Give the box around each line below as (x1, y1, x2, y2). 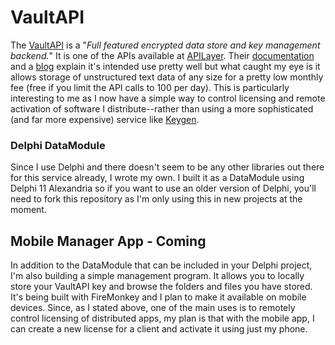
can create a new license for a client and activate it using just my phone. (10, 323, 308, 335)
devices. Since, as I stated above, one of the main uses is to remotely (10, 302, 296, 314)
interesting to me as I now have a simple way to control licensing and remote (10, 92, 326, 104)
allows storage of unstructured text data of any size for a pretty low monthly (10, 71, 324, 83)
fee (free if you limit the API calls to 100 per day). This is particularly (10, 81, 290, 93)
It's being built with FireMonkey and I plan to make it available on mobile (10, 291, 307, 303)
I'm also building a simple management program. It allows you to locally (10, 270, 305, 282)
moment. (10, 204, 47, 216)
